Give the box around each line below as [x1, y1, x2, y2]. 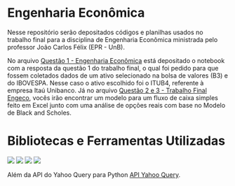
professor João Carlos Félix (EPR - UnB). [7, 43, 125, 51]
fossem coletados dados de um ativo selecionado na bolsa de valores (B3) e [7, 71, 229, 80]
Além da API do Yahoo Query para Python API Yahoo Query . [7, 170, 181, 179]
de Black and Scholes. [7, 108, 72, 117]
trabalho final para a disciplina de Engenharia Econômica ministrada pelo [7, 35, 218, 43]
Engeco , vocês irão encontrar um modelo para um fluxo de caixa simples [7, 93, 219, 102]
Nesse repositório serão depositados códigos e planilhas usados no [7, 28, 203, 36]
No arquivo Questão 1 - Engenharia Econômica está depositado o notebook [7, 56, 225, 64]
